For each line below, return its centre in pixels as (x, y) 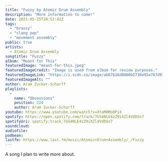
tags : (11, 24)
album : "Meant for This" (31, 61)
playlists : (16, 89)
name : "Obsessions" (34, 98)
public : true (19, 42)
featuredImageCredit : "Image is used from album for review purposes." (81, 70)
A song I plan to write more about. (40, 154)
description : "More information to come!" (50, 14)
